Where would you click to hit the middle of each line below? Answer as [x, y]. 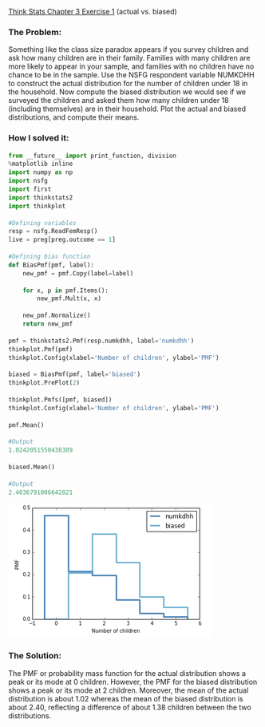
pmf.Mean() [26, 425]
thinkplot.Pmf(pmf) [41, 349]
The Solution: [35, 656]
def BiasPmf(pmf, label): [51, 265]
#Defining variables [43, 223]
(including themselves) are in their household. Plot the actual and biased [127, 109]
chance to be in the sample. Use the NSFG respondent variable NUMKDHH [131, 75]
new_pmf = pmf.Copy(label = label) [78, 273]
